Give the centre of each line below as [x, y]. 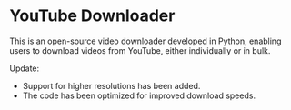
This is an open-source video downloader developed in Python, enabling [145, 41]
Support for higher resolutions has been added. [111, 85]
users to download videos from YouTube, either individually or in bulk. [140, 50]
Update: [25, 68]
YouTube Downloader [92, 16]
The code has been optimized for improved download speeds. [139, 95]
